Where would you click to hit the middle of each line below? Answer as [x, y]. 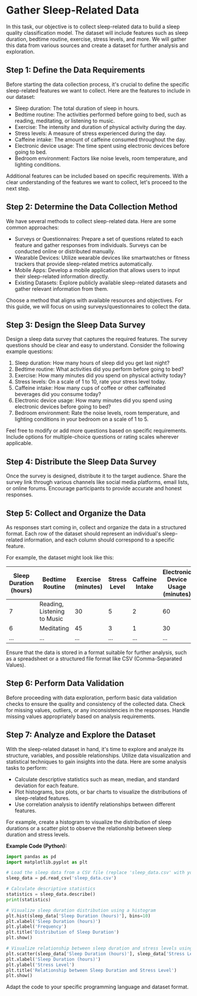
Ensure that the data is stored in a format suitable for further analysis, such [96, 652]
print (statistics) [28, 899]
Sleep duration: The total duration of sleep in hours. [77, 108]
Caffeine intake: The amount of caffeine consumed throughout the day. [100, 140]
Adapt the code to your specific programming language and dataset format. [97, 987]
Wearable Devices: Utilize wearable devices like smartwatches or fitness [102, 257]
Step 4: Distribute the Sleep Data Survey [81, 462]
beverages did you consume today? [58, 394]
